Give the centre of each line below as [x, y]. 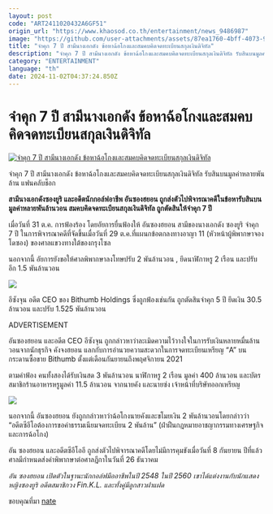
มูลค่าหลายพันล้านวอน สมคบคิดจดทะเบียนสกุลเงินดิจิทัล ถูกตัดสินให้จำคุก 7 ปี [110, 208]
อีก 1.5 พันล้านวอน [34, 268]
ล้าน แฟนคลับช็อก [32, 183]
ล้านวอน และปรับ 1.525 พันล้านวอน [57, 309]
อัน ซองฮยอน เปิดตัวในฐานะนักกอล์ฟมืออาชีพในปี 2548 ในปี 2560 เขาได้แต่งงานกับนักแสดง [134, 475]
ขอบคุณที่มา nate [32, 501]
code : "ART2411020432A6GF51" [58, 24]
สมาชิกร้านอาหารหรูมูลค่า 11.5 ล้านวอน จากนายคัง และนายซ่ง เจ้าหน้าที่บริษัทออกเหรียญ [124, 384]
